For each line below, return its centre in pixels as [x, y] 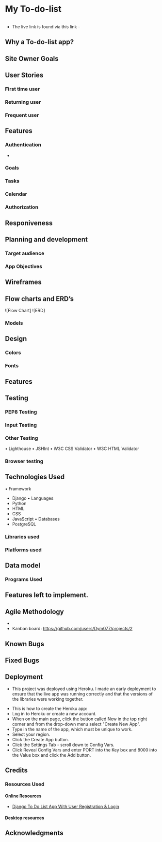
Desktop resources [25, 818]
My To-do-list [33, 9]
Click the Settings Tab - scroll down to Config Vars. [63, 745]
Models [14, 323]
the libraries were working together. [48, 699]
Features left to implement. [47, 595]
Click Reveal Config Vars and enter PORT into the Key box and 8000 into [84, 750]
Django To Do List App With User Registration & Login [66, 806]
